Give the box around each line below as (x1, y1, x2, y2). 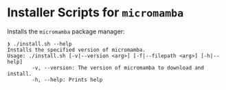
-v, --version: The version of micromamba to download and (32, 64, 205, 71)
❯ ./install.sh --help (7, 40, 72, 47)
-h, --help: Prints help (32, 76, 103, 83)
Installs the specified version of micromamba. (7, 46, 146, 53)
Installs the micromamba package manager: (7, 27, 125, 35)
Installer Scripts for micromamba (7, 5, 184, 20)
